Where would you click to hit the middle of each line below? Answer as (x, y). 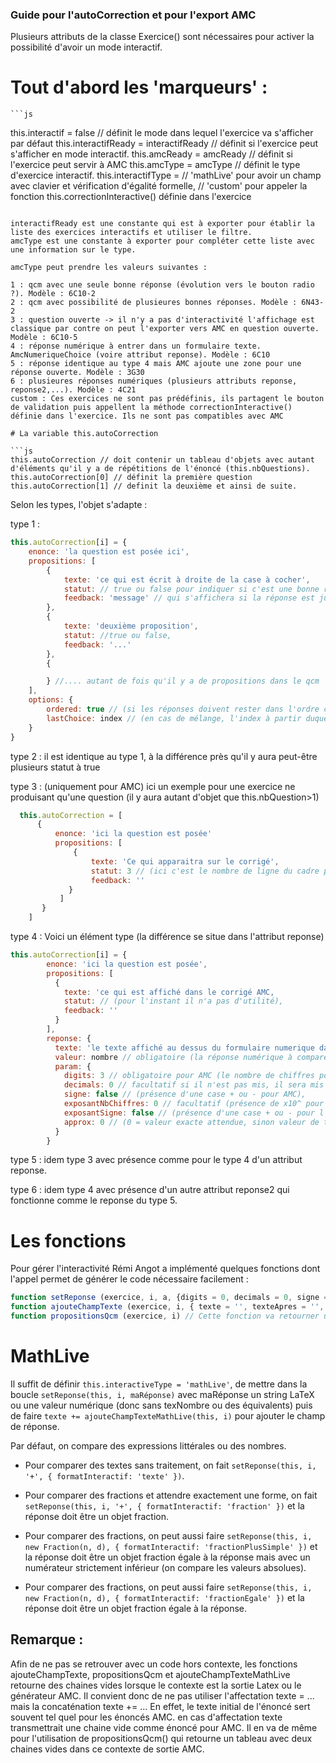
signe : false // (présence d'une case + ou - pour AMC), (185, 1094)
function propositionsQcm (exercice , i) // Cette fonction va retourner (165, 1316)
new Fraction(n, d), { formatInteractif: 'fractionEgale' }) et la (164, 1597)
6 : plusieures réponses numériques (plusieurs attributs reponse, (154, 381)
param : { (73, 1066)
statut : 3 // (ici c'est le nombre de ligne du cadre (205, 871)
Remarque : (47, 1639)
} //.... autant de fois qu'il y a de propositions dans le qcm (183, 681)
